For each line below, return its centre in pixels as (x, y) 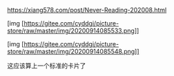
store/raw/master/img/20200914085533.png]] (73, 31)
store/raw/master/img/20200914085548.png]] (73, 51)
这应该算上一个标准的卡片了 (47, 66)
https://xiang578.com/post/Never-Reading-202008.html (87, 10)
